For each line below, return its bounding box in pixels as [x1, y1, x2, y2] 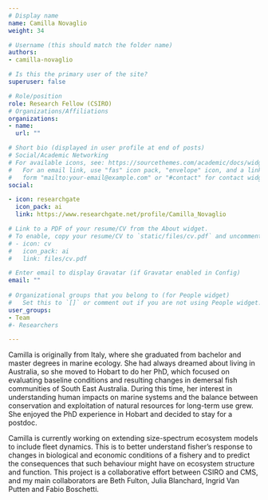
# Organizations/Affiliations [8, 107, 109, 115]
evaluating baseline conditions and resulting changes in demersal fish [8, 375, 238, 385]
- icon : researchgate [8, 195, 81, 204]
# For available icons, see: [8, 158, 105, 166]
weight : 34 [8, 26, 45, 34]
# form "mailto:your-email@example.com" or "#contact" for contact [8, 174, 245, 182]
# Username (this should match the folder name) [8, 41, 173, 49]
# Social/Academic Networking [8, 151, 109, 159]
